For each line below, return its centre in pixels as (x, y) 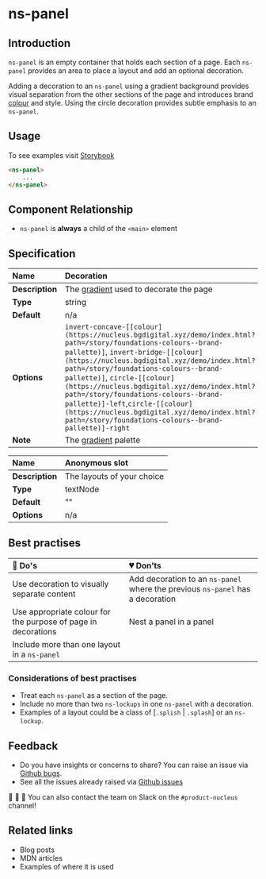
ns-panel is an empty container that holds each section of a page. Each (124, 62)
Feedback (33, 746)
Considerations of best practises (72, 678)
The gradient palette (103, 440)
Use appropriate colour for (61, 611)
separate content (44, 594)
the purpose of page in (55, 622)
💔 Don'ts (146, 565)
